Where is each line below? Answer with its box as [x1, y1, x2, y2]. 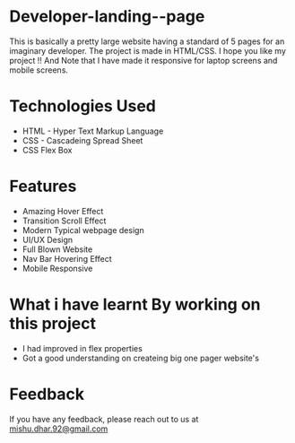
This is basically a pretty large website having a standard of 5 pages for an [9, 36, 285, 47]
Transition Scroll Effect [22, 215, 107, 226]
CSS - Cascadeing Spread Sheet [22, 135, 143, 145]
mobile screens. [9, 65, 69, 75]
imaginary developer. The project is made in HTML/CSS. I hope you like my [9, 45, 287, 56]
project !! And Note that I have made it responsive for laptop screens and [9, 55, 278, 65]
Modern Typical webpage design [22, 224, 145, 235]
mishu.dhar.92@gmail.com [9, 423, 108, 434]
